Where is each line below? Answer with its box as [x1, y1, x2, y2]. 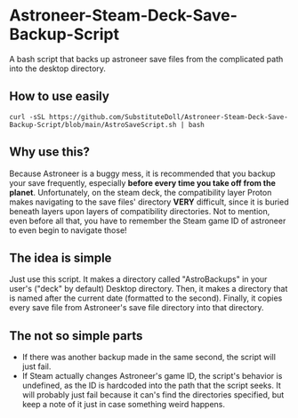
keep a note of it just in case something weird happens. [21, 399, 225, 410]
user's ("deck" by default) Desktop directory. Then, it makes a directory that [9, 284, 288, 294]
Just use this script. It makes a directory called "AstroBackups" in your [9, 274, 268, 285]
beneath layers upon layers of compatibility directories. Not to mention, [9, 205, 270, 216]
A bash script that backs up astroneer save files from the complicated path [9, 53, 284, 64]
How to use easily [9, 89, 109, 104]
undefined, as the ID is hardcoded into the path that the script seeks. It [21, 380, 282, 391]
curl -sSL [9, 112, 46, 121]
